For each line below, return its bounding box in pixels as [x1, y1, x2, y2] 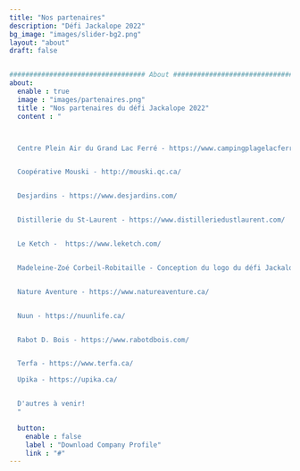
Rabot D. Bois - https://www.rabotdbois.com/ [17, 335, 190, 344]
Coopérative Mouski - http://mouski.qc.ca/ [17, 167, 181, 177]
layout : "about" [9, 38, 70, 47]
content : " [17, 112, 62, 121]
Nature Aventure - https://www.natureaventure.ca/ [17, 287, 210, 296]
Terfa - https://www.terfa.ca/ [17, 359, 134, 368]
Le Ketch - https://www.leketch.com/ [17, 240, 162, 248]
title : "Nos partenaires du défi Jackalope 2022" [17, 104, 210, 113]
